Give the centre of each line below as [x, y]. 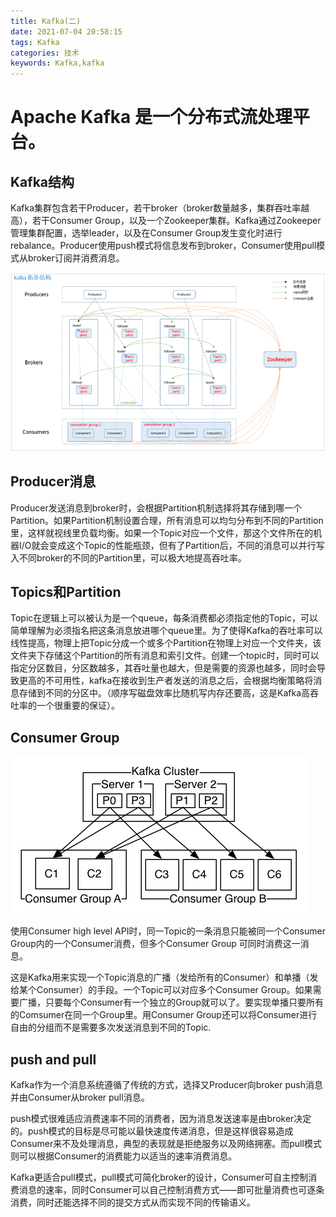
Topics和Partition [66, 591]
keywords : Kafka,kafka [57, 63]
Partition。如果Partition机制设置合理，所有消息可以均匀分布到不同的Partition [167, 520]
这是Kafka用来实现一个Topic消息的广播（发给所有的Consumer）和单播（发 [164, 977]
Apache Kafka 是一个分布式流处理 [151, 117]
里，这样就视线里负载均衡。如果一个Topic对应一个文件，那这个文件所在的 [162, 532]
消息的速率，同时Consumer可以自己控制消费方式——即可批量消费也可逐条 [171, 1190]
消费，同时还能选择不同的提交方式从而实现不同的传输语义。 [133, 1202]
